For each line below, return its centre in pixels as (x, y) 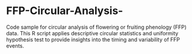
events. (15, 46)
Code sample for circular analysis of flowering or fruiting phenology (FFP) (97, 27)
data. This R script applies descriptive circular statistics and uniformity (92, 33)
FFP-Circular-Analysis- (65, 11)
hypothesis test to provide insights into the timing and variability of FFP (93, 39)
